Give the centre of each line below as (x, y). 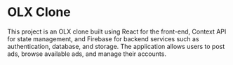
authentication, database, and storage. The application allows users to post (116, 46)
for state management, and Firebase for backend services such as (103, 38)
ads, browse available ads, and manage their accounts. (87, 54)
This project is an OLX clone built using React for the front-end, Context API (117, 31)
